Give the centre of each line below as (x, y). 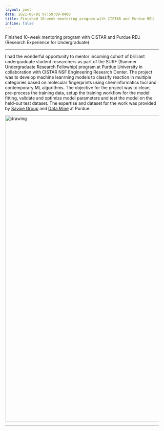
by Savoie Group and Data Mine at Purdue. (48, 109)
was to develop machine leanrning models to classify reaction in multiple (78, 77)
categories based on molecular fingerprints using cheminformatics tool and (81, 83)
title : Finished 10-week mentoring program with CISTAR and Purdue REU (79, 19)
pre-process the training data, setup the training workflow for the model (77, 93)
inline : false (20, 23)
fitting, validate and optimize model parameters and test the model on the (79, 98)
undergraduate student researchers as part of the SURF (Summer (71, 62)
